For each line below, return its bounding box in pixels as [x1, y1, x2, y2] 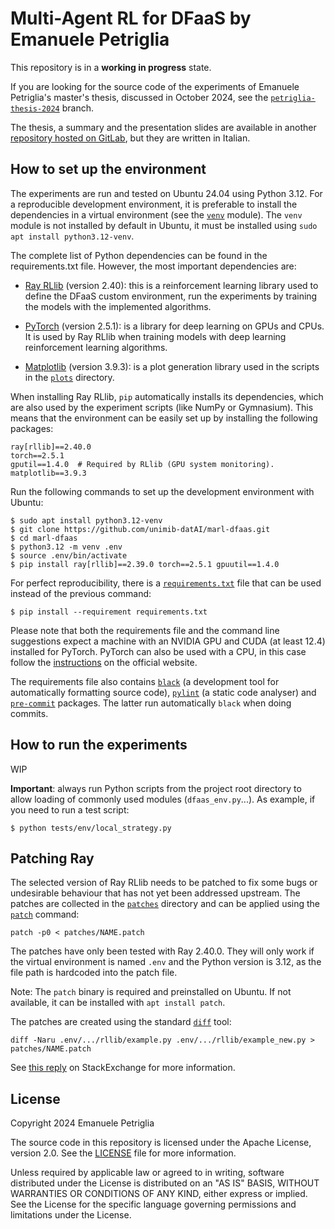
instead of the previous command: [10, 587, 152, 599]
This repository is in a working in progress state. [10, 61, 212, 73]
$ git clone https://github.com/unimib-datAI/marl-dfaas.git [10, 524, 271, 534]
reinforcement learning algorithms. [24, 341, 168, 353]
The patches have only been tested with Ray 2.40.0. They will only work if [10, 945, 315, 957]
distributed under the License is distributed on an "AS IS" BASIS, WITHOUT [10, 1177, 320, 1189]
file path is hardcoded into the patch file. [10, 967, 178, 979]
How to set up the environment [10, 161, 207, 178]
